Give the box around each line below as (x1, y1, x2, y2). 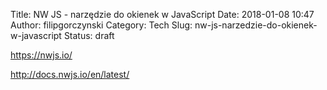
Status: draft (63, 30, 115, 41)
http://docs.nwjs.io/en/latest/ (10, 69, 130, 80)
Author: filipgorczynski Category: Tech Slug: (10, 19, 193, 31)
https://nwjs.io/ (10, 49, 73, 61)
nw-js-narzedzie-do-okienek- (194, 19, 318, 31)
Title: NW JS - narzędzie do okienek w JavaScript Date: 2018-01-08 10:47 (10, 9, 315, 20)
